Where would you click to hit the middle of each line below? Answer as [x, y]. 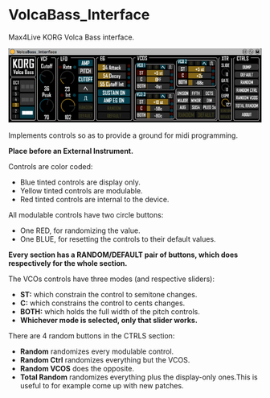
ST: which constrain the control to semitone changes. [108, 294]
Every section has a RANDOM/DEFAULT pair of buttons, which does [123, 255]
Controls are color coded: [51, 166]
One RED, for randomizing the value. [80, 230]
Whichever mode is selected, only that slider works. [109, 320]
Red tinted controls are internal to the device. [94, 199]
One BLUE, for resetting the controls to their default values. [118, 238]
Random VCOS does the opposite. [77, 368]
